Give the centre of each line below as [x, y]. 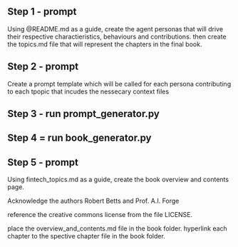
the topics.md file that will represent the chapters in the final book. [105, 44]
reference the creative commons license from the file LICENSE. [100, 215]
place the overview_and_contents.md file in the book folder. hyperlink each [118, 228]
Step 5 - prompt [43, 162]
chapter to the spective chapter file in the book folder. [86, 236]
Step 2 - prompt [43, 67]
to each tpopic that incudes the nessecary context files [88, 91]
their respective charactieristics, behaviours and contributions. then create [117, 36]
